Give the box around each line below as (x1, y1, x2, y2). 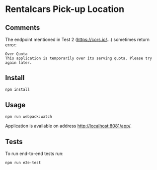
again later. (5, 60, 32, 65)
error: (5, 42, 17, 48)
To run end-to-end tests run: (5, 151, 64, 157)
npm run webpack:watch (5, 114, 52, 119)
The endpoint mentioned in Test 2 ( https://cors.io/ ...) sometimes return (5, 36, 150, 42)
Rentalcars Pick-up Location (5, 3, 125, 15)
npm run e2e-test (5, 161, 41, 166)
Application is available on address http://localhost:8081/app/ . (5, 123, 132, 129)
